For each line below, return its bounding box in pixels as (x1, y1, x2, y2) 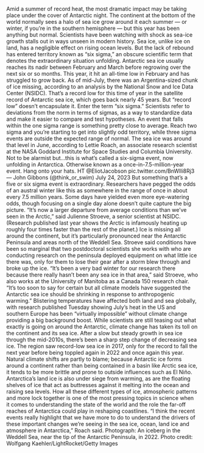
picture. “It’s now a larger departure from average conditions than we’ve (6, 206, 187, 213)
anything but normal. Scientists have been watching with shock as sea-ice (6, 31, 193, 38)
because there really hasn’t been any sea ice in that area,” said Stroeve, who (6, 271, 199, 278)
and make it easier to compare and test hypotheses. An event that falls (6, 115, 184, 123)
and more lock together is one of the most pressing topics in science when (6, 394, 194, 402)
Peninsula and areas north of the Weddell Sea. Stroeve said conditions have (6, 239, 197, 246)
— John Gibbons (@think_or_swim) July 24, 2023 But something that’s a (6, 174, 188, 181)
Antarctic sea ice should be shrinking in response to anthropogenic (6, 291, 175, 298)
